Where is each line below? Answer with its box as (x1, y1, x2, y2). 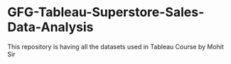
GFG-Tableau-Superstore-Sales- (7, 4, 205, 20)
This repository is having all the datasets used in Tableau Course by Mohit (7, 42, 224, 51)
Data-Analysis (7, 19, 94, 35)
